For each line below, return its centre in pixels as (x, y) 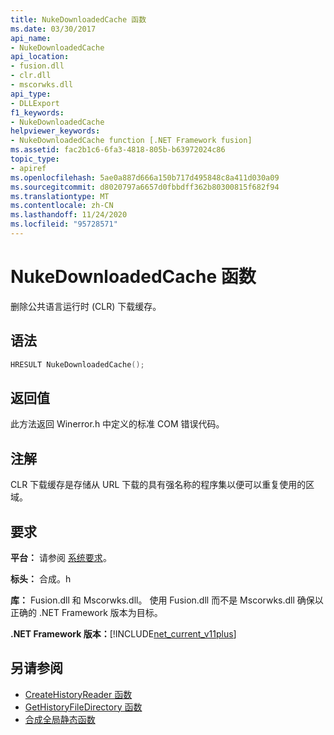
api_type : (31, 94)
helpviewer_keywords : (55, 131)
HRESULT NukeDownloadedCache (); (77, 364)
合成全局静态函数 (60, 719)
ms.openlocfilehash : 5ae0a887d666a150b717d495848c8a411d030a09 (145, 177)
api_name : (31, 38)
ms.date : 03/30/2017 (53, 29)
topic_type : (35, 159)
